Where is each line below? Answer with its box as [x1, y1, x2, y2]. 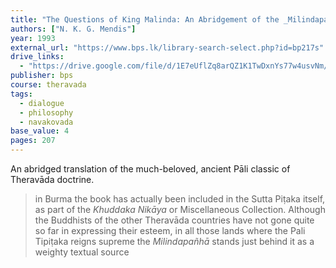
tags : [10, 89, 33, 99]
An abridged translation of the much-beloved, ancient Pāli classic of [10, 163, 291, 175]
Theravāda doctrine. [10, 174, 95, 185]
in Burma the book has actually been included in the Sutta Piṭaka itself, [34, 193, 326, 205]
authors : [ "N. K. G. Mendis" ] [10, 24, 137, 34]
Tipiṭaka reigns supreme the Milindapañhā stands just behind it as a [34, 236, 315, 247]
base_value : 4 [10, 126, 70, 136]
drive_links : [10, 52, 65, 62]
